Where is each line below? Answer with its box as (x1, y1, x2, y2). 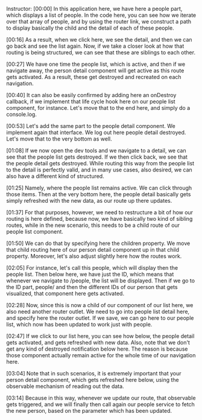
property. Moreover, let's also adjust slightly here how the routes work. (6, 253, 182, 259)
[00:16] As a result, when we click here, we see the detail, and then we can (6, 36, 192, 43)
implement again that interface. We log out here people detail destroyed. (6, 129, 186, 136)
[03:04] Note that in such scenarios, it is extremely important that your (6, 370, 182, 377)
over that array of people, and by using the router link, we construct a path (6, 18, 192, 25)
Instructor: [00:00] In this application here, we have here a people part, (6, 5, 183, 12)
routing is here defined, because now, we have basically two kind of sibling (6, 215, 193, 222)
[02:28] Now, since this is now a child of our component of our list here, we (6, 302, 194, 308)
